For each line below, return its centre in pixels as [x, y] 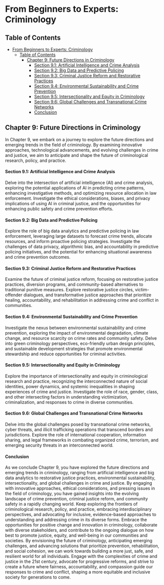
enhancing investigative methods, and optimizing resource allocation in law [81, 193]
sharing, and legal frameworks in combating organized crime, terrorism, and [82, 440]
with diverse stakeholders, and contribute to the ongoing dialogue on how [80, 530]
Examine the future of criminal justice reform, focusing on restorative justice [82, 279]
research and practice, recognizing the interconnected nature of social [76, 381]
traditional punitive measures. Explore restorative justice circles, [70, 290]
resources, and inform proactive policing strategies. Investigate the [73, 242]
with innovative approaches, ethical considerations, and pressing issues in [80, 489]
